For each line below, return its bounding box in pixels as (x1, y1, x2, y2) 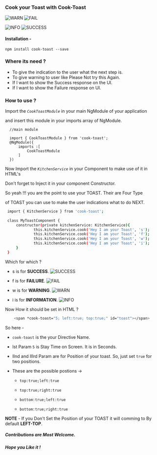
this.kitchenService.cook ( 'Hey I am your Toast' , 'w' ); (33, 236, 150, 241)
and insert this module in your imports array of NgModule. (5, 118, 122, 124)
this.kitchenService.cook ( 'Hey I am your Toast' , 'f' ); (33, 232, 150, 237)
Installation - (5, 36, 32, 42)
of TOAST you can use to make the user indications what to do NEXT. (5, 200, 145, 205)
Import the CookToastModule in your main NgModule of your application (5, 108, 148, 114)
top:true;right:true (19, 388, 62, 393)
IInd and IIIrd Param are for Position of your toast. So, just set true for (12, 353, 152, 359)
